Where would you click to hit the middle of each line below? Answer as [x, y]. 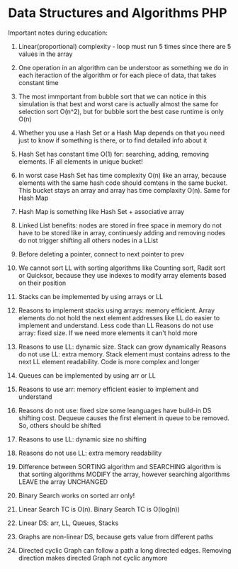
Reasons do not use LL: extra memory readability [90, 453]
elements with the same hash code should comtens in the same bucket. [123, 183]
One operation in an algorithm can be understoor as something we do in [123, 67]
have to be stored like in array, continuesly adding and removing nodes [122, 232]
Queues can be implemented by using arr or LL [87, 375]
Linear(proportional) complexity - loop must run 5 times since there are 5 [125, 46]
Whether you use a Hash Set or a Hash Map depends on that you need [121, 133]
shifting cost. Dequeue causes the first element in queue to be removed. [124, 418]
